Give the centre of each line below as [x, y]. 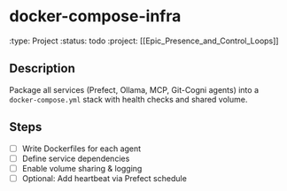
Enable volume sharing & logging [82, 168]
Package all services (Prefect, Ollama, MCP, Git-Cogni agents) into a [134, 89]
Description [42, 69]
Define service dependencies [76, 158]
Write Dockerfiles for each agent [81, 149]
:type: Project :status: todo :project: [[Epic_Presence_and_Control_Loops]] [144, 41]
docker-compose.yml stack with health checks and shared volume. [128, 99]
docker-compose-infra [95, 16]
